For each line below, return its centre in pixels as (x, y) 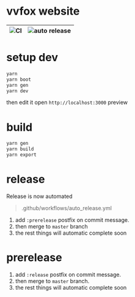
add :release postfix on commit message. (68, 274)
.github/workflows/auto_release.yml (66, 208)
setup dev (32, 58)
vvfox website (43, 11)
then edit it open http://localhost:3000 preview (67, 103)
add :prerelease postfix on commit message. (72, 220)
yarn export (21, 155)
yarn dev (17, 91)
